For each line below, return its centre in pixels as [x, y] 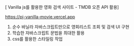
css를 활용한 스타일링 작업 [37, 39]
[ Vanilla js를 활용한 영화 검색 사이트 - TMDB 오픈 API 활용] [62, 7]
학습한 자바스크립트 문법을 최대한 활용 [48, 33]
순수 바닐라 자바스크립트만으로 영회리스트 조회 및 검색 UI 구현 [71, 27]
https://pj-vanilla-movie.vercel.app [40, 17]
